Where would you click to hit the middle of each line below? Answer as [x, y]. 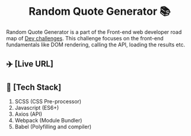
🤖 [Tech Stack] [34, 87]
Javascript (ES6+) [37, 108]
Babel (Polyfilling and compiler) [53, 127]
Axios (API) [28, 114]
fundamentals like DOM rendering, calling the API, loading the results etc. [96, 45]
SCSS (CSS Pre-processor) [48, 102]
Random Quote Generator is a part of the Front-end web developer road [94, 32]
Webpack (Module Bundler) [48, 121]
